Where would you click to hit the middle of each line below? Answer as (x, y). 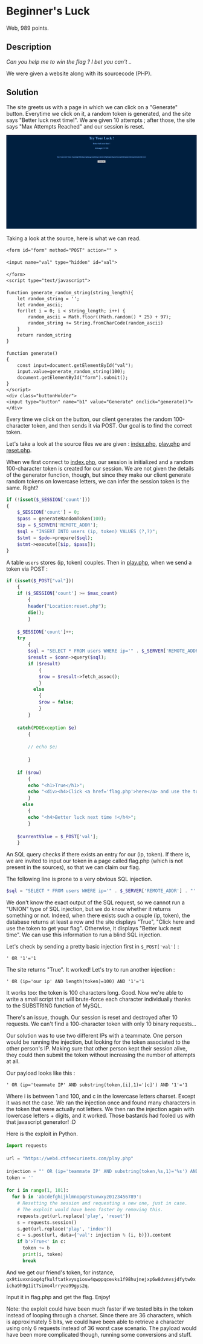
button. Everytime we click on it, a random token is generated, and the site (99, 113)
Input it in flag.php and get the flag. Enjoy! (58, 1297)
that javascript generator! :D (41, 1122)
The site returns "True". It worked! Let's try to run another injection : (91, 970)
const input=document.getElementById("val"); (76, 365)
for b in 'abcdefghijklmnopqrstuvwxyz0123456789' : (77, 1197)
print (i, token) (43, 1255)
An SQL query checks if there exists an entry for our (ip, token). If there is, (98, 855)
